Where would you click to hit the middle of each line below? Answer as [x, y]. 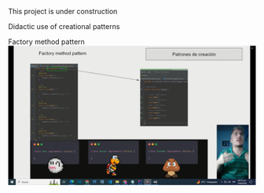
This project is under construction [63, 11]
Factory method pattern [46, 42]
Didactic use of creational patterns [64, 26]
